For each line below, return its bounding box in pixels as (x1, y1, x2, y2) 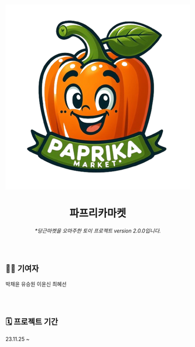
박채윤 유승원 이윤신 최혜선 (5, 280, 67, 287)
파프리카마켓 (69, 207, 126, 220)
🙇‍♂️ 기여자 (5, 264, 39, 274)
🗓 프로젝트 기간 (5, 317, 59, 327)
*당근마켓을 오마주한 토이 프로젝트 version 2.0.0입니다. (34, 227, 162, 234)
